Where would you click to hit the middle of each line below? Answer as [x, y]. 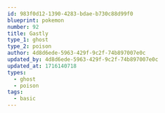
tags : [15, 92]
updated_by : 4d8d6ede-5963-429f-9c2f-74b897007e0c [83, 60]
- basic [25, 99]
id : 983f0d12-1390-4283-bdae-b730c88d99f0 [70, 14]
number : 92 [23, 27]
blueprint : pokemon [36, 20]
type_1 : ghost [28, 40]
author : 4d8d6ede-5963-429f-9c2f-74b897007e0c [77, 53]
